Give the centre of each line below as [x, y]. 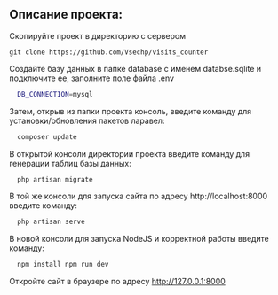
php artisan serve [52, 222]
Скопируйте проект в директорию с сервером [98, 35]
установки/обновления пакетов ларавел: [87, 120]
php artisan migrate [55, 179]
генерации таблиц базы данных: [70, 163]
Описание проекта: [66, 15]
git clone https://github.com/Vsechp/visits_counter [109, 52]
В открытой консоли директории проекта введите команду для [130, 153]
